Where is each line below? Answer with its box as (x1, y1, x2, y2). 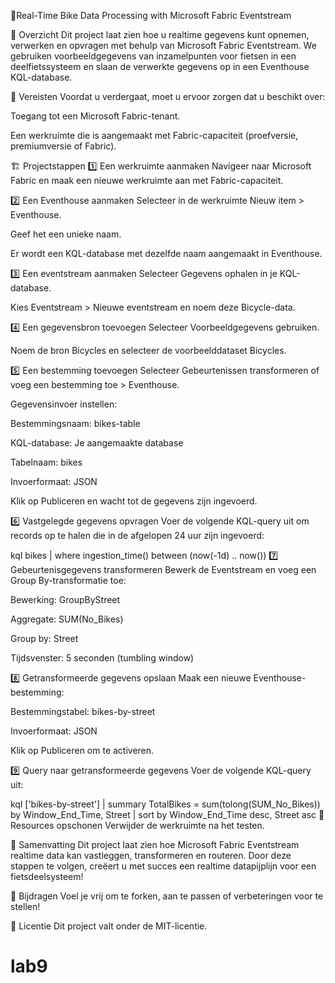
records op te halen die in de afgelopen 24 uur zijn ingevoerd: (10, 530, 265, 541)
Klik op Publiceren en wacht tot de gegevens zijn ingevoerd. (10, 495, 258, 507)
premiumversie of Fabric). (10, 140, 117, 152)
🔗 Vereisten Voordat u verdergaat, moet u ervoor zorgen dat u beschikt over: (10, 91, 326, 102)
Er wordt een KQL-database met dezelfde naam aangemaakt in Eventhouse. (10, 248, 323, 259)
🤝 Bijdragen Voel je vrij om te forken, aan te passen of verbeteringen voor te (10, 890, 324, 902)
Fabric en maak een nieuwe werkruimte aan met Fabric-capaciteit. (10, 175, 284, 186)
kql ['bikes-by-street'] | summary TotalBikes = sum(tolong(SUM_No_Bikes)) (10, 798, 321, 810)
